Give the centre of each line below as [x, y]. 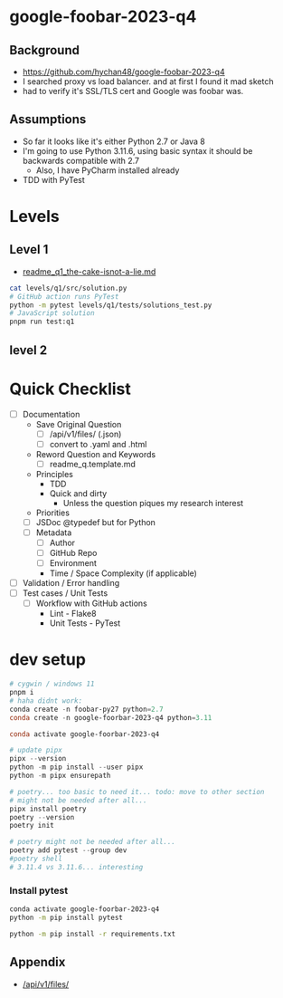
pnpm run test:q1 [42, 322]
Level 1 [29, 249]
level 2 [28, 350]
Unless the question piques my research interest [153, 503]
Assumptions [48, 120]
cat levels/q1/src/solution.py [68, 288]
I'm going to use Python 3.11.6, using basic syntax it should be [137, 150]
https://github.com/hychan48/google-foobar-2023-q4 [123, 72]
